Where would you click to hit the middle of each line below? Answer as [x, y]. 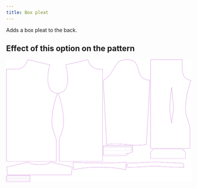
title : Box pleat [27, 12]
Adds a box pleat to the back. [42, 30]
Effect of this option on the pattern [71, 49]
